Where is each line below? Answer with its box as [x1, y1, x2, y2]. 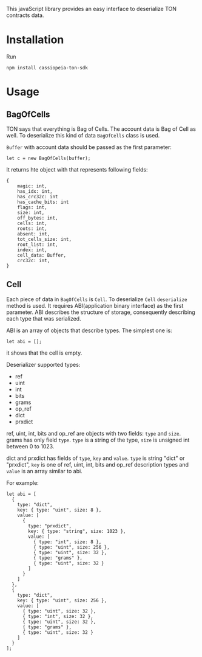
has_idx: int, [17, 188, 53, 194]
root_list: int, [17, 242, 59, 248]
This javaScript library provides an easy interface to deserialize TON [6, 5, 177, 12]
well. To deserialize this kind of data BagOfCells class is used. [6, 131, 160, 139]
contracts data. [6, 12, 44, 19]
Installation [6, 33, 64, 47]
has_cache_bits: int [17, 199, 69, 205]
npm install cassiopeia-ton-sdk [6, 64, 88, 71]
